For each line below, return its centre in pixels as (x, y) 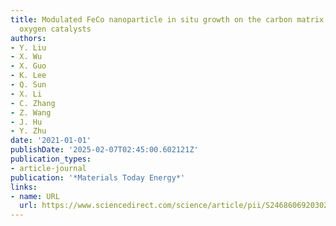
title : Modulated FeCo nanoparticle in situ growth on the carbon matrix (167, 19)
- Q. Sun (28, 85)
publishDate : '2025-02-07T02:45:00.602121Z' (104, 150)
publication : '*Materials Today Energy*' (98, 177)
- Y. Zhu (28, 131)
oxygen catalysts (55, 29)
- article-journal (48, 168)
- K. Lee (28, 76)
